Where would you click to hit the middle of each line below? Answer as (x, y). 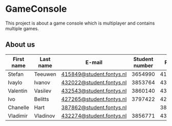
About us (20, 45)
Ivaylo (15, 82)
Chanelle (18, 107)
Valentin (18, 91)
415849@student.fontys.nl (94, 74)
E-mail (94, 62)
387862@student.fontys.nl (94, 107)
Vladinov (45, 116)
